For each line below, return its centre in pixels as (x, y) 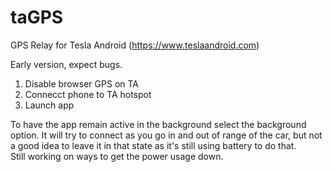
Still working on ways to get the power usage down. (117, 156)
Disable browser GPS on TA (81, 83)
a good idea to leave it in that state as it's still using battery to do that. (153, 145)
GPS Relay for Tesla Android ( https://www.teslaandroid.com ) (135, 45)
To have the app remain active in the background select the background (158, 124)
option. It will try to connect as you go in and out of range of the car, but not (166, 135)
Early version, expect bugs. (66, 64)
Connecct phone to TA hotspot (88, 94)
